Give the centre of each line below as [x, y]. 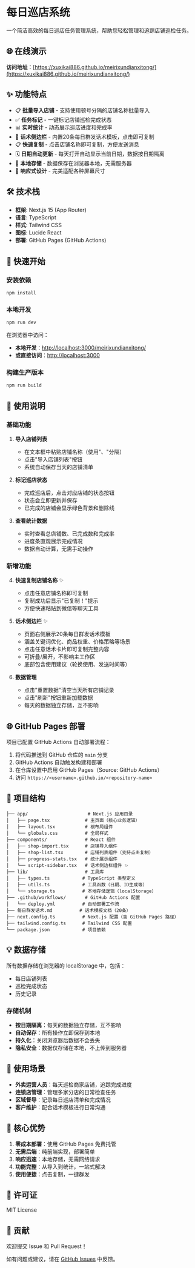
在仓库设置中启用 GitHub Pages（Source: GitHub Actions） [89, 770]
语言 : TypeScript [35, 217]
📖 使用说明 [26, 406]
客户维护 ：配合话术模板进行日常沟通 [60, 1107]
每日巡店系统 [38, 12]
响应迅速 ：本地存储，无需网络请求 [58, 1159]
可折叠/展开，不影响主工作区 [60, 657]
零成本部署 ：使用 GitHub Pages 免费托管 [66, 1144]
